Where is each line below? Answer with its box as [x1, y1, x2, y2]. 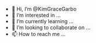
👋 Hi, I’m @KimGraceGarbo [11, 6, 77, 12]
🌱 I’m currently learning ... [11, 18, 74, 24]
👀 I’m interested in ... [11, 12, 61, 19]
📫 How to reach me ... [11, 31, 66, 37]
